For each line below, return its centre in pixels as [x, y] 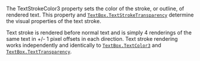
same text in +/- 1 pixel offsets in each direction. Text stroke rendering [92, 39]
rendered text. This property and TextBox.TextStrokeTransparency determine [100, 15]
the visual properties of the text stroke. [54, 21]
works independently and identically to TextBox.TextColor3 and [84, 45]
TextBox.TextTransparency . [39, 52]
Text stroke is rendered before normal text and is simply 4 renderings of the [99, 33]
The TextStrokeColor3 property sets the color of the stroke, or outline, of [95, 9]
